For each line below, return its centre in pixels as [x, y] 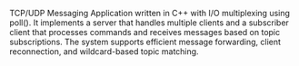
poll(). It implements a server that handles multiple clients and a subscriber [149, 23]
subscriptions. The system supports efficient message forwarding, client [145, 42]
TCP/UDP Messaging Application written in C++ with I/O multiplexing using [150, 13]
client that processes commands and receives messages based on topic [145, 32]
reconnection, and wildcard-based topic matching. [104, 52]
